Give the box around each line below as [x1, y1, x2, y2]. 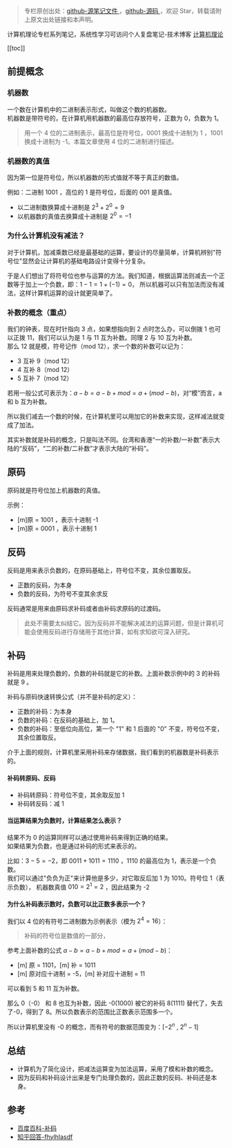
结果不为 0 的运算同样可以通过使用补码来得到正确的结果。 [7, 833, 172, 841]
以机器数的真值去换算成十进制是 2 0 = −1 [17, 210, 132, 220]
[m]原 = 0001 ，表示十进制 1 [17, 524, 97, 532]
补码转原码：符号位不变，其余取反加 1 [17, 791, 125, 799]
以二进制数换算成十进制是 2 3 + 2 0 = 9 [17, 201, 124, 211]
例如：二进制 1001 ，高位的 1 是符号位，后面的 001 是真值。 [7, 188, 176, 196]
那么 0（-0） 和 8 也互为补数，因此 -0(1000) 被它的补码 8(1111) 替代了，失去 [7, 999, 223, 1007]
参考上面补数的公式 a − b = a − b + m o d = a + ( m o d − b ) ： [7, 947, 173, 955]
